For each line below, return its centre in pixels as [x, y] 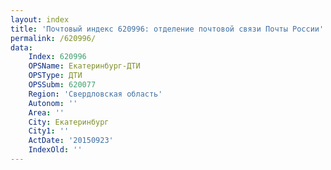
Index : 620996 [57, 57]
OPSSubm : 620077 [62, 85]
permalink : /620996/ [53, 38]
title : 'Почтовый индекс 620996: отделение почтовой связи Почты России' [167, 29]
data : [21, 47]
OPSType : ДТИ [55, 76]
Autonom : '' [53, 103]
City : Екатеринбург [69, 122]
